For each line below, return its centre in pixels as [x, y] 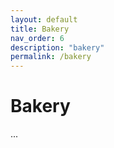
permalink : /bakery [51, 57]
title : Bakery [40, 29]
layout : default [44, 19]
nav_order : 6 [37, 38]
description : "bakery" [57, 47]
